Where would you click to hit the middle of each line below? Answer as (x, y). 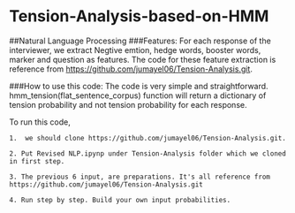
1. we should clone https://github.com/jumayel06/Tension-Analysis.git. (148, 138)
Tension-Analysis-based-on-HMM (139, 16)
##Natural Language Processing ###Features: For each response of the (140, 41)
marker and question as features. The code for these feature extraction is (143, 59)
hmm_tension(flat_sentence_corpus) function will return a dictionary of (138, 95)
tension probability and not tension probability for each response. (128, 104)
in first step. (37, 161)
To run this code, (40, 122)
